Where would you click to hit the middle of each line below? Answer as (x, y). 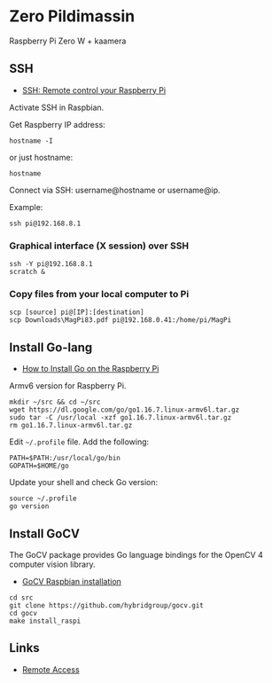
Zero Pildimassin (72, 16)
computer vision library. (52, 564)
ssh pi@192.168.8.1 (45, 224)
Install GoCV (44, 534)
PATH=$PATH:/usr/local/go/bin (65, 459)
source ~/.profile (43, 499)
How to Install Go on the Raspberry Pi (90, 369)
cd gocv (23, 613)
